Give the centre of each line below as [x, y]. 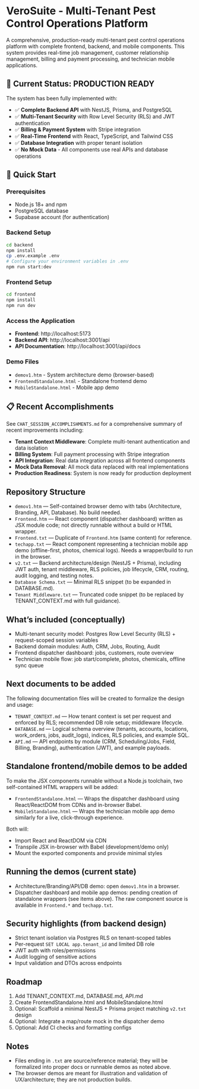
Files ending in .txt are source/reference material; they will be [91, 1060]
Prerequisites [26, 192]
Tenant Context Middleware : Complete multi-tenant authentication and [102, 442]
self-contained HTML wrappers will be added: [62, 787]
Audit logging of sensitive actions [56, 957]
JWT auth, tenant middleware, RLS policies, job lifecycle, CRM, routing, [102, 569]
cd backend [20, 245]
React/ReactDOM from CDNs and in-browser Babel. [78, 805]
